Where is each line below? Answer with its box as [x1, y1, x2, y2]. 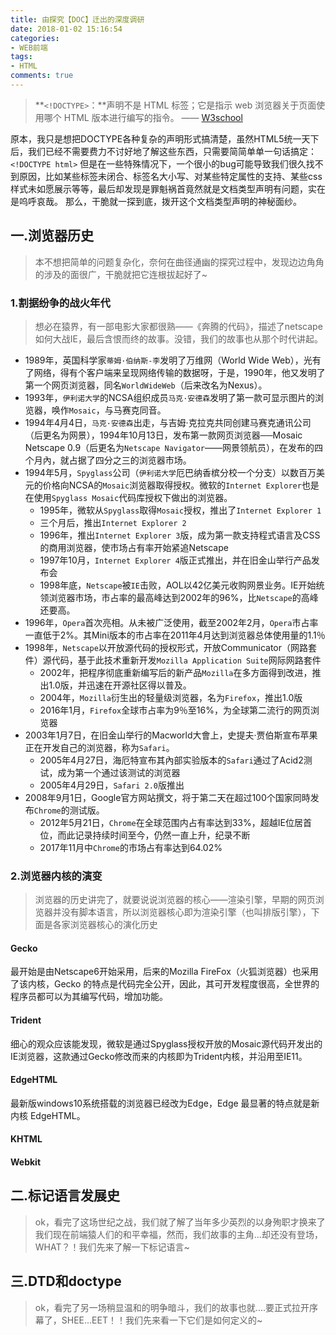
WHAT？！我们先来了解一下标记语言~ [34, 1241, 190, 1253]
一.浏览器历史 [10, 227, 95, 245]
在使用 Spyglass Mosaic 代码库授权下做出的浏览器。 [24, 491, 233, 503]
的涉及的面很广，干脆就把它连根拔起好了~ [34, 268, 208, 280]
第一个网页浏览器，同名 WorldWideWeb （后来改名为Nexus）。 [24, 379, 268, 391]
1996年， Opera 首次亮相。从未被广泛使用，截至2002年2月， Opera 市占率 [24, 616, 319, 628]
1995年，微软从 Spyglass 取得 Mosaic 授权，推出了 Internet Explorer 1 [39, 504, 322, 516]
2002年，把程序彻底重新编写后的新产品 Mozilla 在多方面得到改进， [39, 666, 313, 678]
